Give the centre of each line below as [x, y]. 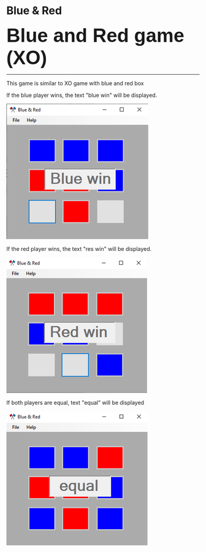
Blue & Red [34, 11]
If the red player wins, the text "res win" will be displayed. [79, 248]
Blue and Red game [95, 35]
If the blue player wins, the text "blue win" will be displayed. [82, 95]
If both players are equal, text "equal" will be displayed [75, 402]
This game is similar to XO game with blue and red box [75, 83]
